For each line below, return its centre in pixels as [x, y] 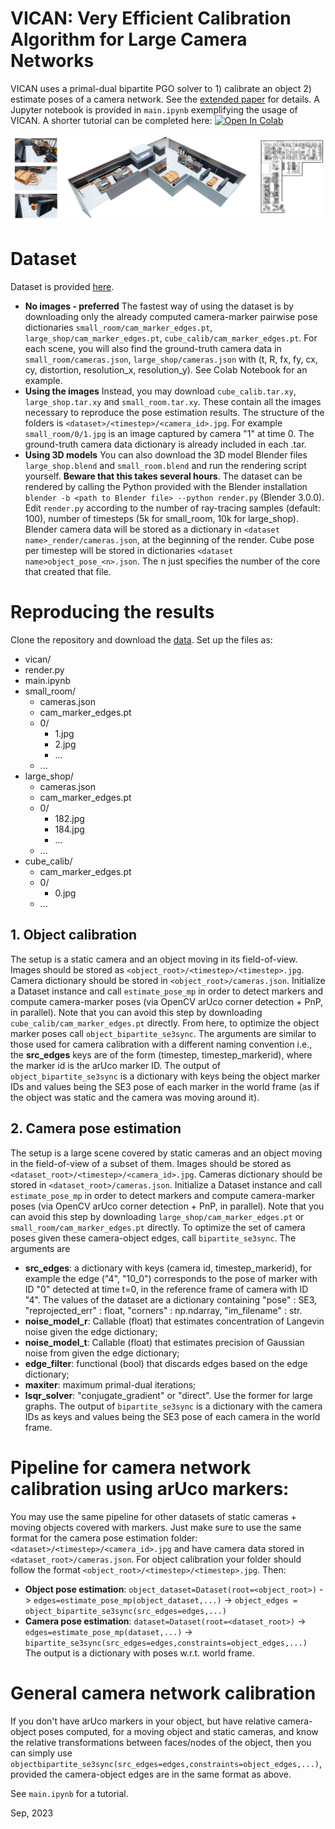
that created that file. [68, 572]
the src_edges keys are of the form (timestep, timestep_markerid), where [161, 1054]
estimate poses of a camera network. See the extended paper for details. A [165, 99]
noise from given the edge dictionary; [102, 1353]
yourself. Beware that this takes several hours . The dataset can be [163, 476]
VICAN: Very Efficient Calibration [151, 18]
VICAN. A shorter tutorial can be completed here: [111, 120]
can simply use [41, 1753]
